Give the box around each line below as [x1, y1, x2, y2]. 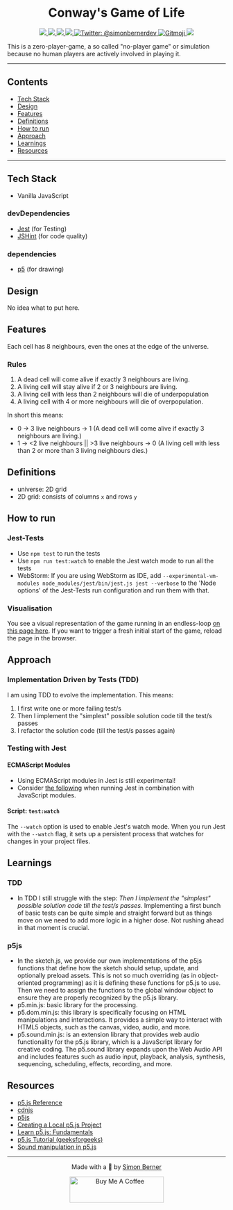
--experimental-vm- [162, 572, 219, 579]
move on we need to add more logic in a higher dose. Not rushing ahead [17, 915, 224, 925]
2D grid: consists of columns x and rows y [17, 492, 137, 501]
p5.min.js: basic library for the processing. [17, 1000, 138, 1009]
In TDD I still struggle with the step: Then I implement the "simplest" [17, 894, 212, 902]
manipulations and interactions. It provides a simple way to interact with [17, 1016, 223, 1024]
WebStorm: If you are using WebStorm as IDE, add [17, 571, 162, 579]
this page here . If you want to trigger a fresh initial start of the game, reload [7, 627, 223, 635]
